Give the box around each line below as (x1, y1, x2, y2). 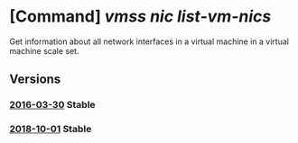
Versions (9, 72, 61, 87)
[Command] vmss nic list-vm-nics (9, 6, 272, 27)
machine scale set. (9, 45, 79, 56)
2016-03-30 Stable (9, 99, 97, 112)
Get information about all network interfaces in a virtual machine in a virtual (9, 36, 289, 47)
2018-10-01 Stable (9, 123, 92, 136)
